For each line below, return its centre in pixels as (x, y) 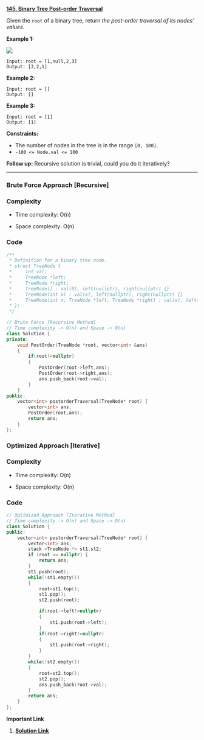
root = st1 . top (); (59, 589)
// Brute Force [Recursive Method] (51, 323)
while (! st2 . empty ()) (54, 662)
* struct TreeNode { (35, 266)
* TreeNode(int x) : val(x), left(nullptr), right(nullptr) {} (96, 295)
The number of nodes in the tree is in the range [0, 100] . (87, 145)
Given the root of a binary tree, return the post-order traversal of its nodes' (100, 20)
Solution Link (32, 730)
